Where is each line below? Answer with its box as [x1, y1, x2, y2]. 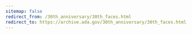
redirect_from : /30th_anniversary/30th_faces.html [5, 14, 132, 20]
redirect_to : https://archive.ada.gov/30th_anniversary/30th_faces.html [5, 19, 187, 25]
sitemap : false [5, 8, 43, 14]
